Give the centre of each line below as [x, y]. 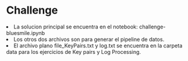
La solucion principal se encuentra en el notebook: [76, 27]
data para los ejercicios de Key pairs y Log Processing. [74, 52]
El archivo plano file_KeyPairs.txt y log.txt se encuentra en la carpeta [98, 46]
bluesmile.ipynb [26, 33]
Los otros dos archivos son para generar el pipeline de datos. [89, 39]
